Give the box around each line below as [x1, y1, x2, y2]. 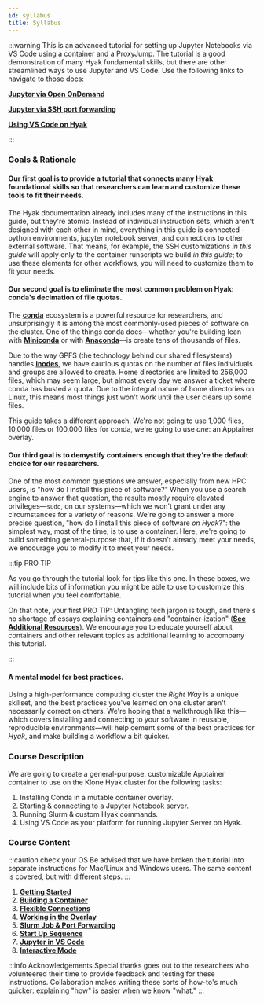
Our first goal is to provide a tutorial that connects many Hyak [8, 174, 214, 183]
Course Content [8, 837, 71, 848]
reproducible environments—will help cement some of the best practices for [8, 723, 255, 733]
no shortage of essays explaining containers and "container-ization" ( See [8, 614, 246, 623]
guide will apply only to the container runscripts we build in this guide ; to [8, 249, 244, 259]
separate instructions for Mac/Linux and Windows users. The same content [8, 863, 252, 873]
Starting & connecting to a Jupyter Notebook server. [19, 801, 189, 810]
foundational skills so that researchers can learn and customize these [8, 182, 241, 192]
